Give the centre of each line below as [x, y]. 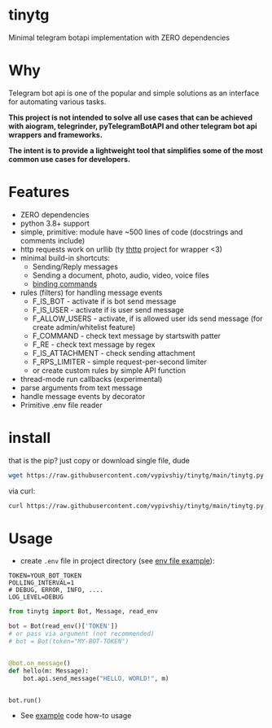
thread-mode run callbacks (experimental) [91, 379]
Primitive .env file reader [61, 405]
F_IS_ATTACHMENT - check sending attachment [114, 353]
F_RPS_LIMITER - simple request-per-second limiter [120, 362]
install [30, 438]
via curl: [22, 491]
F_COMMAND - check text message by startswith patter [127, 335]
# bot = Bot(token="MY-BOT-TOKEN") [69, 642]
